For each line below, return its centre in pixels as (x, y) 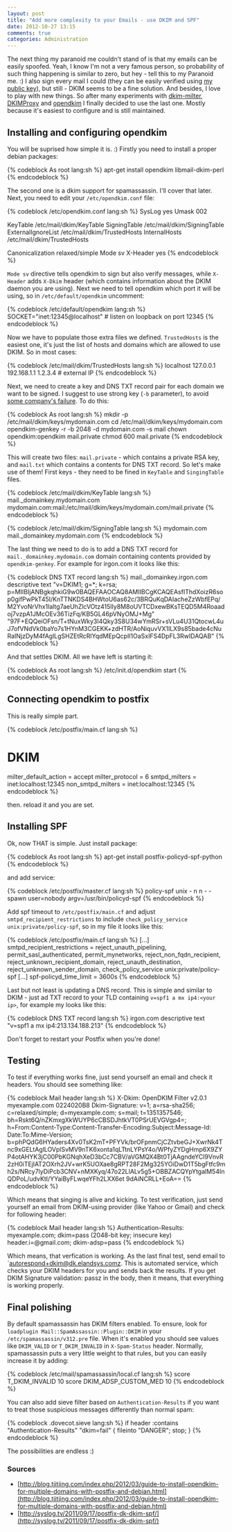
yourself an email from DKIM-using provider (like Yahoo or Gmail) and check (116, 1207)
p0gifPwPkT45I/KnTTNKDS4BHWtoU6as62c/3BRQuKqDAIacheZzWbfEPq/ (114, 599)
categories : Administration (48, 39)
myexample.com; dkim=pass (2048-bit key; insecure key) (89, 1235)
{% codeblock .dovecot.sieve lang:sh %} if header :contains (93, 1423)
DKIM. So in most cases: (42, 352)
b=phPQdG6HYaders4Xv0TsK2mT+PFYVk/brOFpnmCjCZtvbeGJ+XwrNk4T (115, 1142)
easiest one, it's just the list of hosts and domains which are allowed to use (114, 344)
